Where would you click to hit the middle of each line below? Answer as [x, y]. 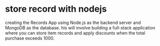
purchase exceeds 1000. [30, 38]
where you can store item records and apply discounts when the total [75, 33]
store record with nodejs [56, 9]
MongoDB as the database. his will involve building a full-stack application [80, 27]
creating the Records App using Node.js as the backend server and [73, 23]
